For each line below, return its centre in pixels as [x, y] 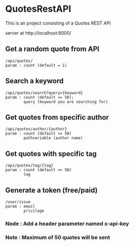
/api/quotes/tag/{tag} [29, 166]
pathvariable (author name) [53, 138]
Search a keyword [34, 81]
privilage [34, 211]
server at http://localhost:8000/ [38, 33]
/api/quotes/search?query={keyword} [44, 93]
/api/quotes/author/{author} [36, 129]
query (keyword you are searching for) [66, 102]
